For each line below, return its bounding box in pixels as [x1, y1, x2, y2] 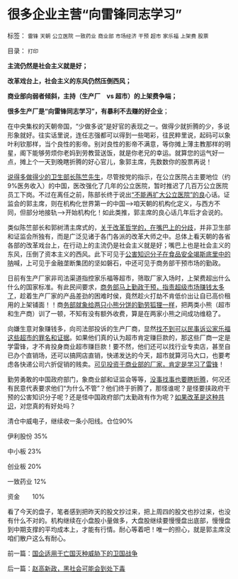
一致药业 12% [7, 477, 47, 485]
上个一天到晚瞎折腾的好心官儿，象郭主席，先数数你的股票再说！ [25, 157, 212, 166]
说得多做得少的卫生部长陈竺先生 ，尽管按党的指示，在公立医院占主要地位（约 [7, 172, 231, 181]
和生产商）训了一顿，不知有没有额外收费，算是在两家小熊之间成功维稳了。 [7, 309, 225, 318]
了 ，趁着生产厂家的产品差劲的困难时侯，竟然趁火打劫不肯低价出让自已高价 [7, 291, 225, 300]
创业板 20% [7, 462, 42, 470]
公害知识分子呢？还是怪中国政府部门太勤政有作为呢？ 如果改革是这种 [19, 392, 218, 401]
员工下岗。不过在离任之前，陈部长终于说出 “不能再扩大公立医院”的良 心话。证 [7, 190, 230, 199]
